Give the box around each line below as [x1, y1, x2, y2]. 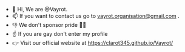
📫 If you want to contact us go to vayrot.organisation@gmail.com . [12, 13, 180, 19]
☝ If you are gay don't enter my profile [12, 30, 108, 37]
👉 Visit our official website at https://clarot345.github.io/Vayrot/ [12, 39, 173, 46]
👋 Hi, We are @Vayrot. [12, 6, 68, 13]
